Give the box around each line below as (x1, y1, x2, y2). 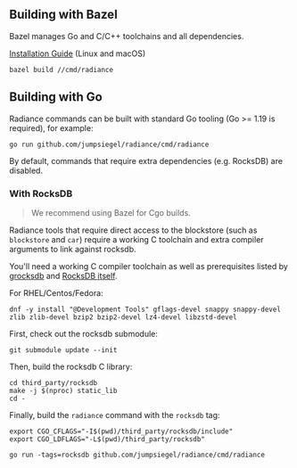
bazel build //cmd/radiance (9, 65, 114, 74)
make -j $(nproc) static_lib (9, 386, 118, 395)
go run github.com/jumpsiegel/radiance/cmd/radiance (9, 140, 210, 149)
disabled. (9, 165, 43, 176)
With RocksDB (9, 187, 73, 200)
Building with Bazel (9, 7, 118, 22)
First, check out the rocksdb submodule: (9, 328, 158, 339)
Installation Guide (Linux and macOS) (9, 48, 146, 59)
